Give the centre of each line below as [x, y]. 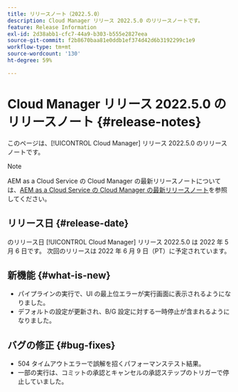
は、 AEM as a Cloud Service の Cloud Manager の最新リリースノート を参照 [118, 190]
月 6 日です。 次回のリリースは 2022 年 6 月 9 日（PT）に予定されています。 [119, 251]
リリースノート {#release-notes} [104, 122]
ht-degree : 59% [30, 61]
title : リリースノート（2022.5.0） [55, 14]
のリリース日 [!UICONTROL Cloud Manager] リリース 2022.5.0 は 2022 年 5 [118, 242]
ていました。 [49, 381]
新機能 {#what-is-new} [59, 275]
